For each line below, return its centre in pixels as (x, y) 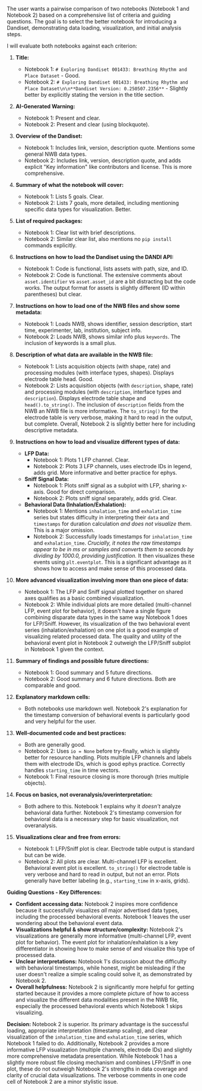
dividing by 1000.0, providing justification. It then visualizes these (114, 556)
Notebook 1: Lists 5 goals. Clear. (64, 197)
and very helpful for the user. (60, 721)
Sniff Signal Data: (47, 479)
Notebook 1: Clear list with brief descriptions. (80, 233)
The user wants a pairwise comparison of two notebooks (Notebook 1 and (98, 9)
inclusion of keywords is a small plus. (70, 343)
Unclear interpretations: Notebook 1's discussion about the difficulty (101, 961)
